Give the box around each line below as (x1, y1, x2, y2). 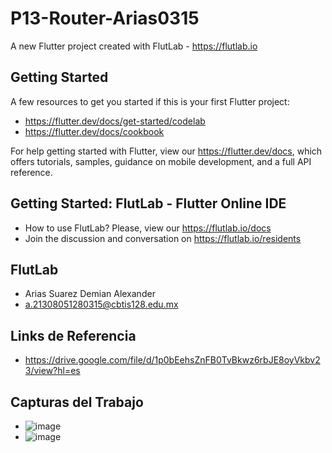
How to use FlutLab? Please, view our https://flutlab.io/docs (24, 222, 272, 234)
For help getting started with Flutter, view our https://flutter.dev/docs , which (10, 145, 323, 157)
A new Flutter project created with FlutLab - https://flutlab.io (10, 40, 258, 52)
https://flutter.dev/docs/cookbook (24, 125, 165, 137)
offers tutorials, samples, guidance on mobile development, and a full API (10, 155, 312, 167)
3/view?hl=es (24, 365, 81, 377)
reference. (10, 166, 53, 178)
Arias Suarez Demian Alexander (24, 288, 156, 300)
